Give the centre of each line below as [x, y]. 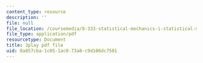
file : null [20, 23]
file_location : [25, 28]
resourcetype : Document [36, 40]
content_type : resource [36, 12]
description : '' [27, 17]
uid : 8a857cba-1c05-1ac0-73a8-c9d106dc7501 [62, 51]
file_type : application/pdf [42, 34]
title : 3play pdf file [35, 46]
